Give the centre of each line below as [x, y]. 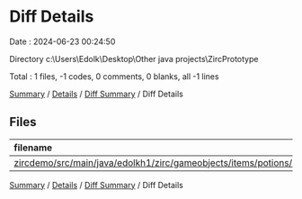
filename [33, 148]
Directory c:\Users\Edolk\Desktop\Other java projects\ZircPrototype [134, 59]
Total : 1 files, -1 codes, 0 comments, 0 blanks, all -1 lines [114, 76]
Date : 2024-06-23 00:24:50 [62, 41]
